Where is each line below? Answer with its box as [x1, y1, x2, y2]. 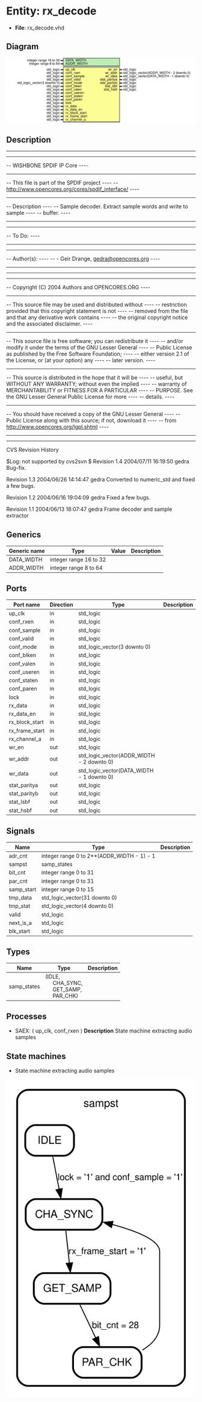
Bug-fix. [6, 465, 26, 472]
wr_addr [8, 755, 29, 762]
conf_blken [8, 652, 37, 659]
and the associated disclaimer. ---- [6, 320, 93, 327]
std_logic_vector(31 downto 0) [41, 894, 117, 901]
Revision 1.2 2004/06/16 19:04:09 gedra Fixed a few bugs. [6, 494, 151, 501]
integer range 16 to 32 [50, 555, 106, 563]
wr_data [8, 770, 29, 777]
